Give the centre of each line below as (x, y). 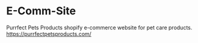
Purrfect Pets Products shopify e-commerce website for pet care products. (99, 27)
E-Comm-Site (41, 11)
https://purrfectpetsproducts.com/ (49, 33)
